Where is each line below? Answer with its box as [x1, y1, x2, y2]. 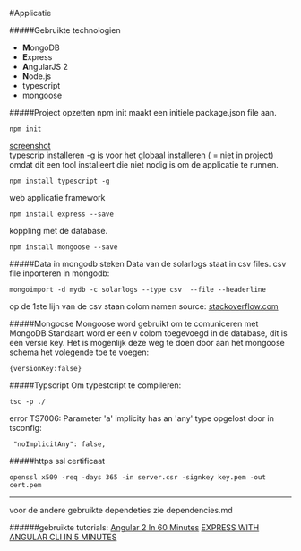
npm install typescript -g [9, 176, 110, 185]
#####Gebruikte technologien [9, 25, 121, 35]
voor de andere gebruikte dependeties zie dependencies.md [9, 505, 233, 515]
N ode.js [21, 71, 52, 82]
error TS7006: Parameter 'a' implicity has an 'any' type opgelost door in [9, 413, 275, 424]
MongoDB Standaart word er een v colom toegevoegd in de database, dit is [9, 328, 288, 339]
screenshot [9, 141, 51, 151]
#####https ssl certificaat [9, 456, 106, 466]
